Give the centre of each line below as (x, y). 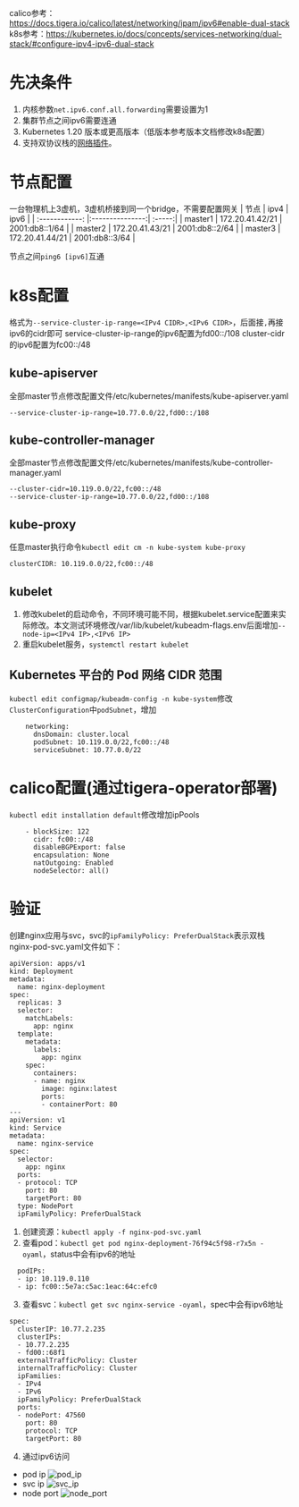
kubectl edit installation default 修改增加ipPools (104, 814)
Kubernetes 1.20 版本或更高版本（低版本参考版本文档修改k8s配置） (146, 131)
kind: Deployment (42, 971)
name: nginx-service (55, 1143)
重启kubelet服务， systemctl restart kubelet (105, 644)
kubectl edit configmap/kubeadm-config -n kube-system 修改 (121, 698)
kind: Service (36, 1128)
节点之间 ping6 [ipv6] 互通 (57, 256)
